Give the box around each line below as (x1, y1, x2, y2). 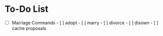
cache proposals (11, 26, 47, 31)
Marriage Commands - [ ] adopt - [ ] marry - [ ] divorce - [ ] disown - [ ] (11, 20, 159, 26)
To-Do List (4, 3, 49, 15)
